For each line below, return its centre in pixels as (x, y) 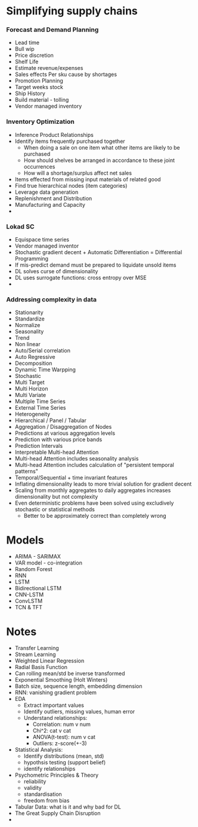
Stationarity (29, 313)
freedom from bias (47, 801)
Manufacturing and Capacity (50, 205)
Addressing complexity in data (52, 299)
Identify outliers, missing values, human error (79, 712)
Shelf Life (27, 62)
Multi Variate (30, 395)
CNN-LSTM (29, 595)
